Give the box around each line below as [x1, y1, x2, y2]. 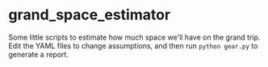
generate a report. [8, 49, 69, 59]
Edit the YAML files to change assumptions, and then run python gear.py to [8, 40, 258, 50]
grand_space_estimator [8, 6, 171, 24]
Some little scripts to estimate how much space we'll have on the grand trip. [8, 32, 261, 42]
